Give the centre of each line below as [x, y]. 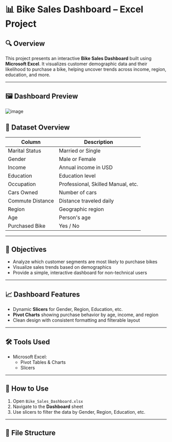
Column [31, 142]
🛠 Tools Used [28, 342]
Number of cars [78, 192]
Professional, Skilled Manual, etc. [98, 184]
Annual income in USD [86, 167]
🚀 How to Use [27, 389]
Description [99, 142]
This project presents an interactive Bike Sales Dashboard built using [79, 58]
